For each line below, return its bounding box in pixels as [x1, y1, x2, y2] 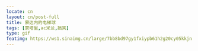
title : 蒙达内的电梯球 [6, 19, 56, 25]
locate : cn [6, 8, 33, 15]
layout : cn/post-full [6, 14, 60, 20]
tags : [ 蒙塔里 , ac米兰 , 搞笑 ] [6, 25, 69, 31]
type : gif [6, 30, 31, 36]
